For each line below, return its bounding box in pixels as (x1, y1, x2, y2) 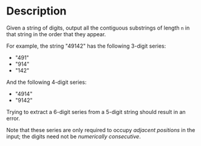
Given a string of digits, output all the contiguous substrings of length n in (6, 24, 190, 31)
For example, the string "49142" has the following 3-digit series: (6, 42, 166, 49)
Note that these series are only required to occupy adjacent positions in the (6, 126, 196, 133)
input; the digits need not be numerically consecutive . (6, 133, 141, 140)
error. (6, 115, 20, 122)
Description (6, 4, 67, 18)
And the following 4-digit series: (6, 78, 87, 86)
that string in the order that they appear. (6, 30, 106, 37)
